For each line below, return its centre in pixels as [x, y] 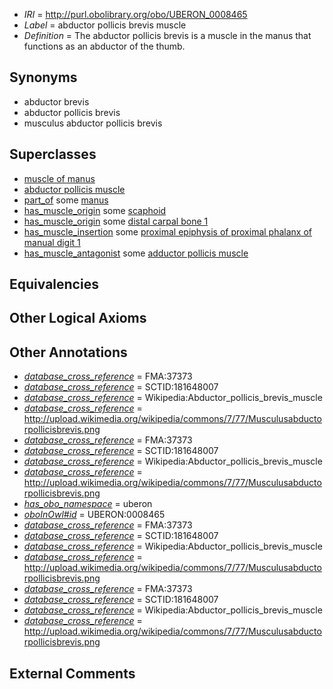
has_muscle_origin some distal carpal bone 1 [116, 221]
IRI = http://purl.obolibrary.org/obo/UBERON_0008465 [135, 14]
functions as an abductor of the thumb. [104, 46]
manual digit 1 [52, 242]
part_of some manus [66, 200]
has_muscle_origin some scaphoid [95, 210]
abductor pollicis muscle [74, 189]
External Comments [72, 673]
